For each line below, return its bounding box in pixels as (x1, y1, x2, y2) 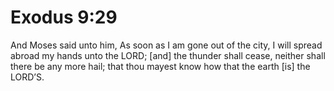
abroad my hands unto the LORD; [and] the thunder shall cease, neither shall (10, 49, 326, 61)
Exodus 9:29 (10, 6, 118, 29)
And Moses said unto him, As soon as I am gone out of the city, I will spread (10, 39, 323, 51)
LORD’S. (10, 71, 45, 83)
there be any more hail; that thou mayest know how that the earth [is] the (10, 60, 311, 72)
